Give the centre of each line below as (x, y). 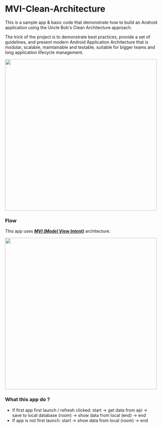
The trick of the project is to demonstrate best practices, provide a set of (78, 37)
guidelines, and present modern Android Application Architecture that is (77, 42)
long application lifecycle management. (44, 52)
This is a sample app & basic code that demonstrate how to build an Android (81, 22)
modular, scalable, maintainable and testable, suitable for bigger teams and (80, 47)
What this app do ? (27, 399)
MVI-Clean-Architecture (55, 9)
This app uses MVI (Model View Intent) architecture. (58, 231)
